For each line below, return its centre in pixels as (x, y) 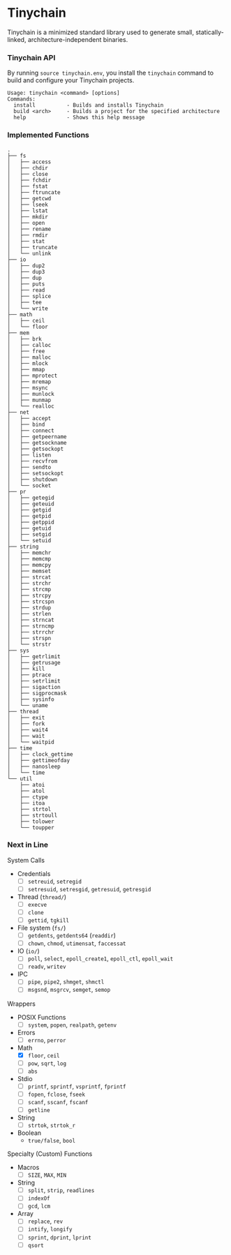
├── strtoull (39, 815)
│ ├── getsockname (37, 443)
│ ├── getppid (31, 522)
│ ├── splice (29, 296)
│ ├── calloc (29, 345)
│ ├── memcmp (29, 559)
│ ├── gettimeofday (39, 760)
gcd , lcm (39, 1206)
